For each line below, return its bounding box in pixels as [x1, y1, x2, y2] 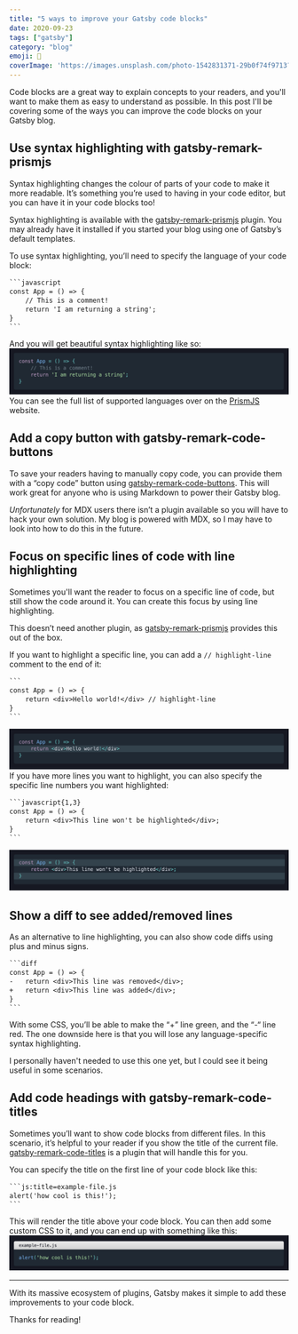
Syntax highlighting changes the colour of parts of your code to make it [9, 178, 270, 188]
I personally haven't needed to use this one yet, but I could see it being [9, 1056, 269, 1066]
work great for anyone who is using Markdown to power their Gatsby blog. [9, 487, 281, 498]
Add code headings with [9, 1090, 146, 1106]
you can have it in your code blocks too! [9, 196, 155, 208]
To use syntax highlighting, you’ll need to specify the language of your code [9, 250, 286, 261]
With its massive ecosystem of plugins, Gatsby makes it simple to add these [9, 1287, 286, 1298]
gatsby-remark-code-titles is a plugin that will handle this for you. [9, 1146, 248, 1157]
